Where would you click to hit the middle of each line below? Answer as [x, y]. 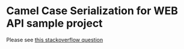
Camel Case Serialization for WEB [92, 11]
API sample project [55, 23]
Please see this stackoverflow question [55, 40]
